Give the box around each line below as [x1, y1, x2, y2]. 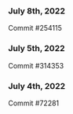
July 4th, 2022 [8, 80, 66, 91]
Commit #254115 [8, 24, 63, 33]
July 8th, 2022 [8, 6, 65, 17]
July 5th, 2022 [8, 43, 65, 54]
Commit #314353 [8, 61, 64, 70]
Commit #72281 [8, 98, 60, 108]
